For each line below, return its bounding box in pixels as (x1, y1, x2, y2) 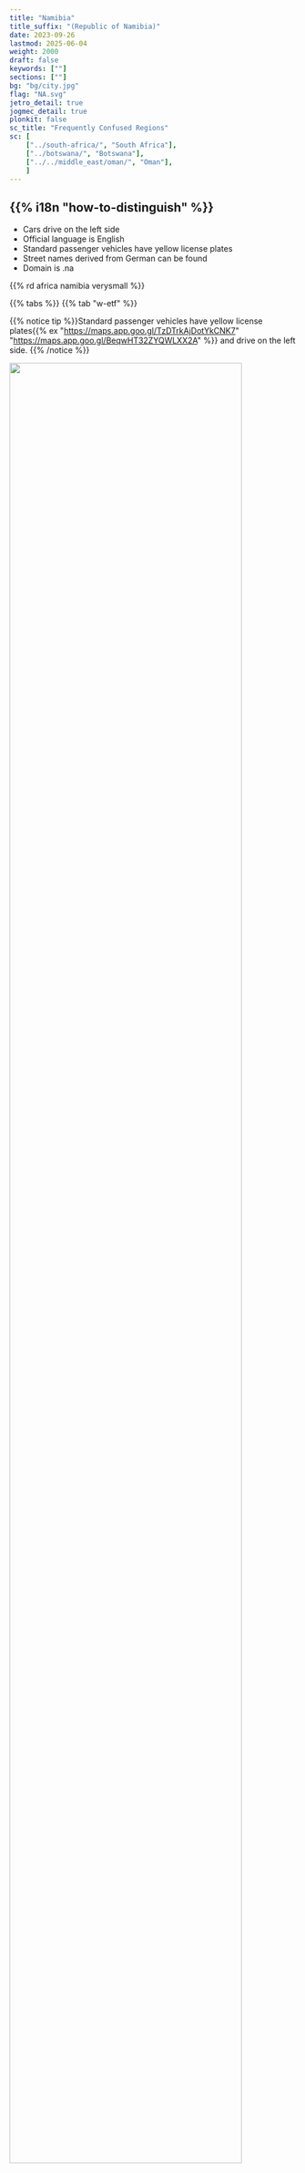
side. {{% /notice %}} (9, 345, 90, 356)
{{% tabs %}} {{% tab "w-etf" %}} (9, 298, 138, 309)
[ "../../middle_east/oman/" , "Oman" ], (25, 157, 173, 167)
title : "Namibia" (9, 13, 76, 23)
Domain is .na (22, 263, 75, 274)
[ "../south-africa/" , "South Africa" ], (25, 140, 178, 150)
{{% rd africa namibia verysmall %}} (9, 280, 146, 292)
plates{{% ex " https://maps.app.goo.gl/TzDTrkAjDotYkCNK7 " (9, 326, 239, 336)
